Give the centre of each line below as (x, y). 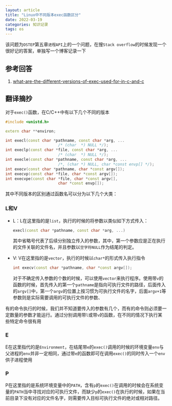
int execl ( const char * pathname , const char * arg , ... (65, 140)
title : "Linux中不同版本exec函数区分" (43, 15)
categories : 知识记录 (27, 24)
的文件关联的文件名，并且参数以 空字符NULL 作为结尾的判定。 (75, 247)
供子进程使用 (19, 360)
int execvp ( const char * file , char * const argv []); (61, 174)
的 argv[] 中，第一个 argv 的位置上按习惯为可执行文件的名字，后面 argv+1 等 (89, 291)
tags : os (15, 29)
